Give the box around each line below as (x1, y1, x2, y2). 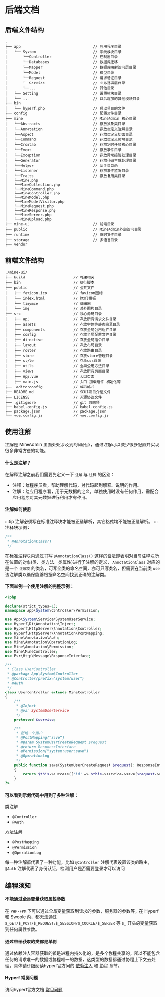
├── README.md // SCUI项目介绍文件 (5, 389, 111, 394)
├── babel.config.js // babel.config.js (5, 404, 113, 409)
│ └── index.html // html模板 (5, 296, 96, 301)
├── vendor (5, 242, 27, 247)
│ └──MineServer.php (5, 212, 52, 217)
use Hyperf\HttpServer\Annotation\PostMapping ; (5, 631, 105, 636)
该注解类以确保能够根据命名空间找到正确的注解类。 (5, 571, 109, 577)
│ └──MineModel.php (5, 195, 50, 200)
